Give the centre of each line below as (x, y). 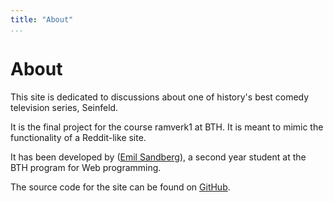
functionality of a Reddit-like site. (78, 137)
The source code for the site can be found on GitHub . (120, 187)
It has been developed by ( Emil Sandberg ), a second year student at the (158, 157)
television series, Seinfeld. (64, 107)
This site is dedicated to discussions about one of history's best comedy (160, 97)
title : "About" (42, 19)
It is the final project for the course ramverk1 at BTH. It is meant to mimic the (167, 127)
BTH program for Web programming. (86, 167)
